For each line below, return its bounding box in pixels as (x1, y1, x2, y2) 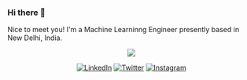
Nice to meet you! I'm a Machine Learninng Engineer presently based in (7, 25, 240, 35)
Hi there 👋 (7, 7, 46, 18)
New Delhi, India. (7, 33, 63, 42)
